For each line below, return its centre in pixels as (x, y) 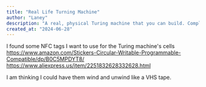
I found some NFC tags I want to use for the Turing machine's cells (90, 46)
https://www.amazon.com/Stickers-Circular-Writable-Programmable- (94, 53)
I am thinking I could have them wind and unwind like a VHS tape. (89, 77)
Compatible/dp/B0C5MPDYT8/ (45, 59)
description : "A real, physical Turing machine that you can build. (96, 23)
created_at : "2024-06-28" (39, 29)
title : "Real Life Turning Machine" (53, 12)
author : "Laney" (27, 18)
